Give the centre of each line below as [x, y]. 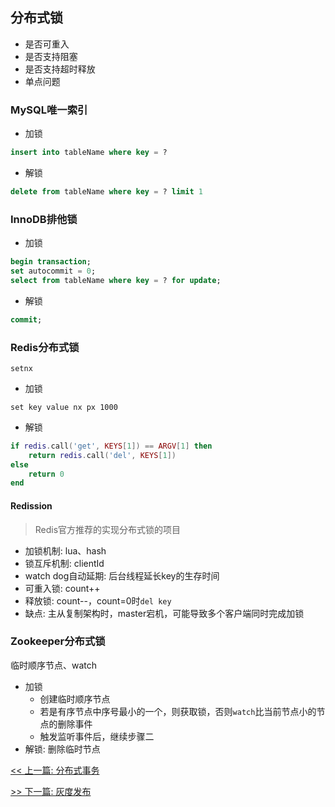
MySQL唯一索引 [49, 110]
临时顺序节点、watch [54, 665]
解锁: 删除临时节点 [62, 749]
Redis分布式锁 [45, 347]
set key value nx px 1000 [64, 407]
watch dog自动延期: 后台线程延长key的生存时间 [122, 575]
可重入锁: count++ [62, 588]
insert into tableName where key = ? [89, 153]
